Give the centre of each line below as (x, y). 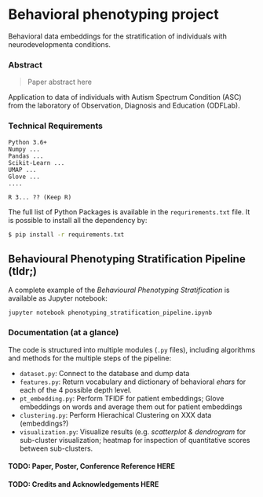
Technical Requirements (56, 126)
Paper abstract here (60, 82)
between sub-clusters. (56, 448)
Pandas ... (26, 156)
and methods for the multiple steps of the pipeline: (90, 358)
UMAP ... (22, 170)
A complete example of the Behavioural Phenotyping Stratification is (119, 290)
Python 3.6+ (27, 142)
